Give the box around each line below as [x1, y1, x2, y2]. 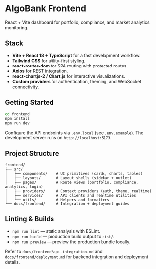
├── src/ [5, 167, 23, 172]
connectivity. [12, 84, 39, 90]
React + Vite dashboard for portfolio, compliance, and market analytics [5, 19, 150, 25]
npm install [5, 116, 30, 121]
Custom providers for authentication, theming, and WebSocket [12, 78, 142, 84]
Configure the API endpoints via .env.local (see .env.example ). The [5, 130, 144, 135]
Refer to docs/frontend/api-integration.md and [5, 248, 103, 254]
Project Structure [5, 149, 59, 158]
